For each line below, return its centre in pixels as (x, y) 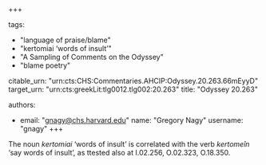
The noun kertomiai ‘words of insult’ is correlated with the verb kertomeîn (129, 144)
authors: (22, 105)
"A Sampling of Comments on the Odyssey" (91, 57)
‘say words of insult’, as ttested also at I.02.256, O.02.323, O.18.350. (119, 153)
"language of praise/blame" (66, 40)
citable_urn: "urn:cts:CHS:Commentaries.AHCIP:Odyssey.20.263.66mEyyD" (133, 81)
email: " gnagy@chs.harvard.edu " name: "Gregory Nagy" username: (131, 120)
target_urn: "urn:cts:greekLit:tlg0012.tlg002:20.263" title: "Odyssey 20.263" (133, 89)
